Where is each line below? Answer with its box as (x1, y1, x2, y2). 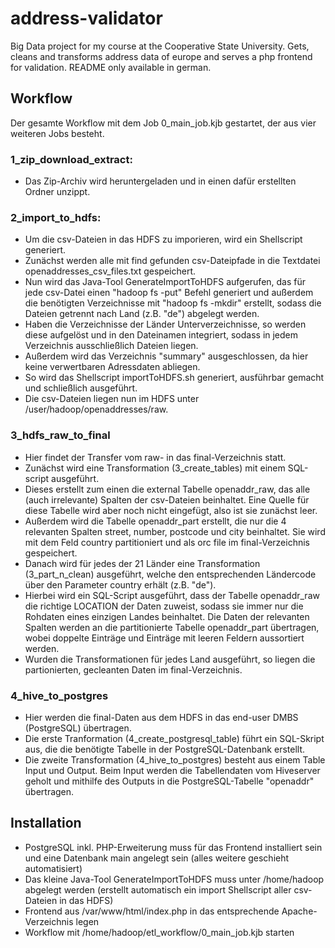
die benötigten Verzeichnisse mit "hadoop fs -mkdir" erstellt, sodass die (24, 297, 322, 309)
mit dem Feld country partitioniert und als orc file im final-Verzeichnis (24, 536, 310, 548)
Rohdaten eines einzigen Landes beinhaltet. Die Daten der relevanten (24, 610, 310, 622)
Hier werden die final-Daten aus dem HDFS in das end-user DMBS (24, 711, 299, 723)
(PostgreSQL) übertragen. (24, 722, 132, 734)
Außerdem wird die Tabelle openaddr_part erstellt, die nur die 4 (24, 515, 287, 527)
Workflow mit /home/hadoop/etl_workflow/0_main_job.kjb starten (24, 926, 295, 938)
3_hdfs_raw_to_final (10, 428, 111, 442)
